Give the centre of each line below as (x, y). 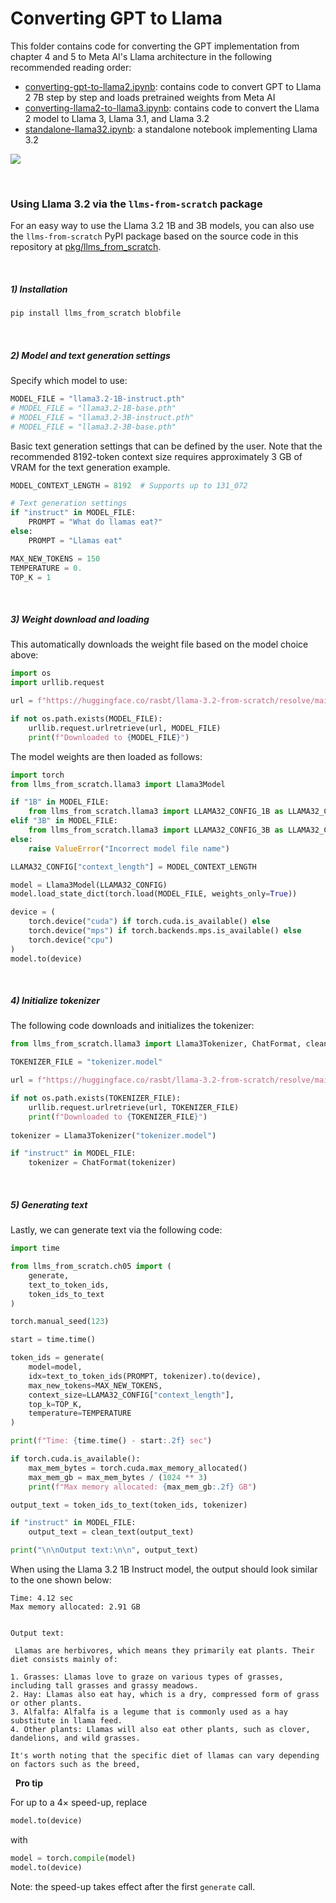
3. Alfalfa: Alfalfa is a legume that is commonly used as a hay (149, 1712)
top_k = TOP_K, (55, 1404)
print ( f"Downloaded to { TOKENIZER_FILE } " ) (118, 1117)
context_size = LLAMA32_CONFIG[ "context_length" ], (131, 1395)
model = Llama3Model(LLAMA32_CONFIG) (89, 885)
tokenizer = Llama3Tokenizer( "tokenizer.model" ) (113, 1135)
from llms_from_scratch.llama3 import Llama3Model (118, 784)
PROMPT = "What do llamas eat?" (95, 522)
